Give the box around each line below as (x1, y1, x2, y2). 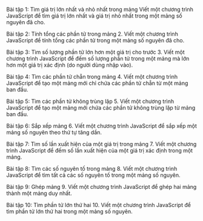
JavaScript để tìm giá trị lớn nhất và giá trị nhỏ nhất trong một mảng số (6, 12, 183, 19)
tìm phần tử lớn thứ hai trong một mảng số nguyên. (6, 208, 133, 215)
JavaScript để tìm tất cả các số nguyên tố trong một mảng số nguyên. (6, 171, 181, 179)
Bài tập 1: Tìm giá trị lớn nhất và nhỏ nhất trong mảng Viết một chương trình (6, 6, 194, 13)
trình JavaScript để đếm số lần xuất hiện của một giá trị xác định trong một (6, 147, 193, 154)
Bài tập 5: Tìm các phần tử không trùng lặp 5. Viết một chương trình (6, 97, 175, 105)
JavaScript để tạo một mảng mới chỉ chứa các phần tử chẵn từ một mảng (6, 79, 188, 87)
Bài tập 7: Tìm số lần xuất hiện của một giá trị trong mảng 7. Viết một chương (6, 140, 197, 148)
